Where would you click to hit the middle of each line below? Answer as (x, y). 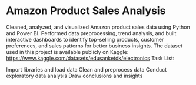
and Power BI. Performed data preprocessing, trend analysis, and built (91, 33)
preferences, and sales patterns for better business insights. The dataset (94, 46)
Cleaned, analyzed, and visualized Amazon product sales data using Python (98, 27)
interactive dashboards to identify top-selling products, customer (85, 39)
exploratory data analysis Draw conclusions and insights (74, 76)
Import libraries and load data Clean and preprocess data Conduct (87, 69)
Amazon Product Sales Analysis (86, 11)
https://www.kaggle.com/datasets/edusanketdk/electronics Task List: (90, 58)
